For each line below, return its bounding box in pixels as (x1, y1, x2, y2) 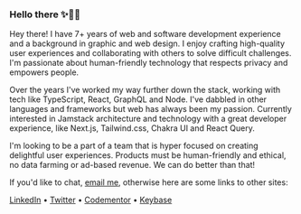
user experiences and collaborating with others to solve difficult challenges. (9, 48, 292, 59)
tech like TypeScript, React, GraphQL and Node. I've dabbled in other (9, 94, 268, 105)
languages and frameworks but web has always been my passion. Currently (9, 104, 292, 115)
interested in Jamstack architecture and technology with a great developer (9, 113, 287, 125)
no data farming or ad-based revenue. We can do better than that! (9, 160, 256, 171)
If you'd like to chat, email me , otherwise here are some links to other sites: (9, 177, 288, 188)
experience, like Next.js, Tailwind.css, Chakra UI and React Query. (9, 123, 255, 134)
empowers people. (9, 67, 80, 78)
